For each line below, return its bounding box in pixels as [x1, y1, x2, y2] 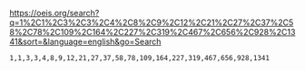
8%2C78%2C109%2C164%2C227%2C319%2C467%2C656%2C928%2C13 [9, 27, 296, 37]
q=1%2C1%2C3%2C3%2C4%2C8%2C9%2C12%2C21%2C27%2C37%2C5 [9, 17, 294, 28]
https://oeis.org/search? [9, 8, 100, 18]
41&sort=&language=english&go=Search [9, 36, 162, 47]
